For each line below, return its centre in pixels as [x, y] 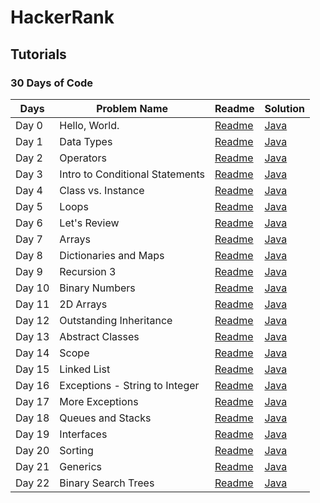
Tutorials [38, 54]
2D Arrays [83, 304]
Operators [83, 158]
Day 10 [32, 288]
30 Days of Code [51, 83]
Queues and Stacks [105, 418]
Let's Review [89, 223]
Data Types [86, 141]
